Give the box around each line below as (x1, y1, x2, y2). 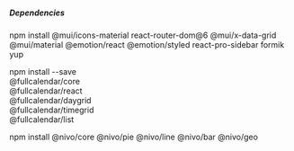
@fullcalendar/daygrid (9, 94, 92, 105)
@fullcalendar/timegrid (9, 104, 94, 115)
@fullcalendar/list (9, 113, 75, 125)
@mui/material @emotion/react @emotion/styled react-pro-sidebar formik (9, 39, 285, 49)
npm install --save (9, 66, 77, 76)
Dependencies (9, 7, 66, 18)
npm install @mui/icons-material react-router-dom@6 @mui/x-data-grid (9, 30, 277, 40)
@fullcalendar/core (9, 75, 81, 86)
